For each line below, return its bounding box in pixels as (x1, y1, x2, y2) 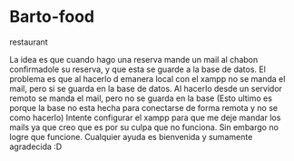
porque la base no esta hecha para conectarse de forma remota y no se (9, 102, 279, 113)
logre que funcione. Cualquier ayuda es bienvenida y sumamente (9, 131, 253, 142)
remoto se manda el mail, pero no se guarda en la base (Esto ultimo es (9, 93, 272, 104)
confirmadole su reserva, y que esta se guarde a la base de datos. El (9, 64, 266, 75)
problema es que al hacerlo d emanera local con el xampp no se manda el (9, 73, 286, 84)
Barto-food (9, 6, 95, 27)
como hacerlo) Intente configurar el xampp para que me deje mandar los (9, 112, 281, 123)
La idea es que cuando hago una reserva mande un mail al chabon (9, 54, 259, 65)
